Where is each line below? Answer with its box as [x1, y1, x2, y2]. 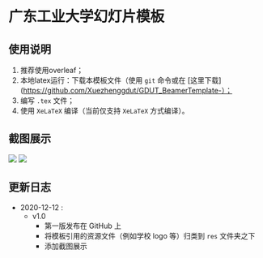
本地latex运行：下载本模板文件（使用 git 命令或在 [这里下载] [19, 75, 222, 85]
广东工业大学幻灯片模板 [8, 7, 165, 26]
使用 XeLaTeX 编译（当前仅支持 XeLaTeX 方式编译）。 [19, 106, 189, 115]
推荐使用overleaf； [19, 66, 83, 75]
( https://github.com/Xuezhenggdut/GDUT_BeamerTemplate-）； [19, 86, 233, 95]
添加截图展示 [44, 241, 87, 251]
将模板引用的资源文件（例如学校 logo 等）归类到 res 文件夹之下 [44, 230, 256, 240]
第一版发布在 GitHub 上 [44, 221, 121, 230]
